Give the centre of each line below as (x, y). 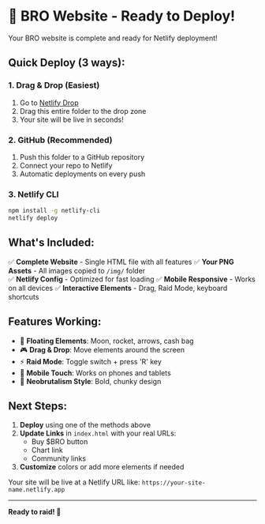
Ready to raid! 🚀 (35, 512)
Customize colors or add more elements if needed (102, 467)
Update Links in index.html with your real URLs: (98, 433)
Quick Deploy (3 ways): (67, 63)
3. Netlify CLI (34, 194)
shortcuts (24, 296)
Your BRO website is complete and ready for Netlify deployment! (113, 38)
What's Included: (51, 243)
